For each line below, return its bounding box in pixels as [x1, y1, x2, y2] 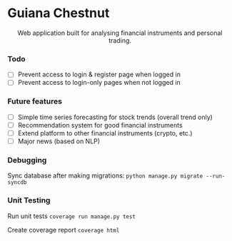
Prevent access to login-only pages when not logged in [17, 78, 181, 87]
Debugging [7, 155, 47, 165]
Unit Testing [7, 195, 51, 205]
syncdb [7, 179, 27, 186]
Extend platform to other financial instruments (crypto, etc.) [17, 128, 193, 137]
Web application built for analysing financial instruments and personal [17, 29, 223, 37]
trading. [108, 36, 132, 44]
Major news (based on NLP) [17, 137, 101, 145]
